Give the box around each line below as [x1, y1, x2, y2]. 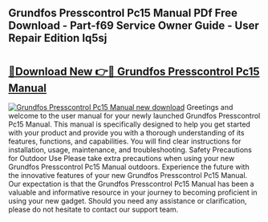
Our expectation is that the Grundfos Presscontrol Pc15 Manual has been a [8, 180, 254, 188]
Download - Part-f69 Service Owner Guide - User [8, 19, 259, 33]
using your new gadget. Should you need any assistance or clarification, [8, 196, 247, 205]
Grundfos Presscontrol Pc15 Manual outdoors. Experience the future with [8, 162, 250, 172]
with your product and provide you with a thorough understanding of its [8, 128, 245, 137]
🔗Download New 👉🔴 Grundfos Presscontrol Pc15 [8, 64, 260, 79]
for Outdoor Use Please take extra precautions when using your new [8, 154, 235, 163]
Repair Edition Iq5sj [8, 31, 108, 45]
